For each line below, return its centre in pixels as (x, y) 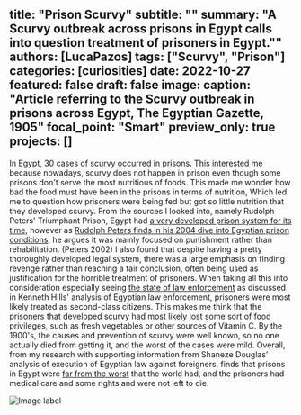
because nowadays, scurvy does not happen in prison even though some (145, 172)
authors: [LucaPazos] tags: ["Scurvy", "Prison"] (147, 57)
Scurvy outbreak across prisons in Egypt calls (141, 29)
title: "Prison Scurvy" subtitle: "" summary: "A (143, 15)
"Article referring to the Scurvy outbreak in (132, 99)
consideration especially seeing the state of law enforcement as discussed (147, 287)
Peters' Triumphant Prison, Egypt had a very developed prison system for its (150, 221)
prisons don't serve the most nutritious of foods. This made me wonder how (150, 182)
